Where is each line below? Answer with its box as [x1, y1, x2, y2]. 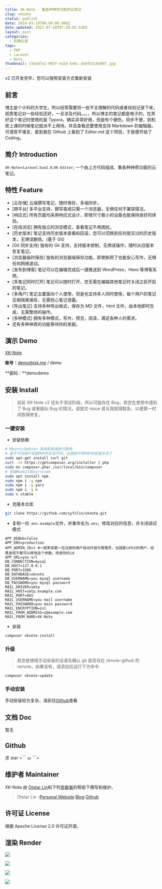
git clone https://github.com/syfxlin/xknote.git [5, 511, 107, 516]
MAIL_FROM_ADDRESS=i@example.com [5, 610, 73, 615]
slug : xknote [5, 12, 31, 17]
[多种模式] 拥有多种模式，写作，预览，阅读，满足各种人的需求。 [12, 315, 139, 321]
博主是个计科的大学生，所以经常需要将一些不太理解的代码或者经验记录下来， [5, 104, 158, 110]
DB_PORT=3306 [5, 568, 31, 572]
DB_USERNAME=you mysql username [5, 576, 70, 581]
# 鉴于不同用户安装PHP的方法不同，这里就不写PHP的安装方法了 [5, 451, 113, 456]
